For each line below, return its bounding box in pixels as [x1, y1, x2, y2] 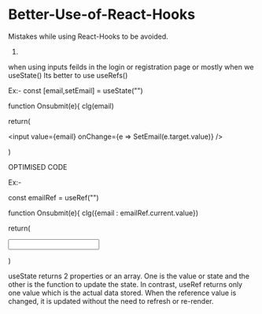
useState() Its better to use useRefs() [8, 70, 128, 80]
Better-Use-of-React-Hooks [8, 6, 195, 24]
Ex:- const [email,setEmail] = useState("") [8, 85, 143, 95]
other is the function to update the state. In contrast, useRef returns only [8, 279, 242, 289]
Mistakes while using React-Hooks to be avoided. [8, 32, 169, 41]
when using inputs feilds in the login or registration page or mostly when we [8, 62, 254, 72]
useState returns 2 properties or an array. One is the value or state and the [8, 271, 250, 281]
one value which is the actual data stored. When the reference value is [8, 288, 237, 297]
